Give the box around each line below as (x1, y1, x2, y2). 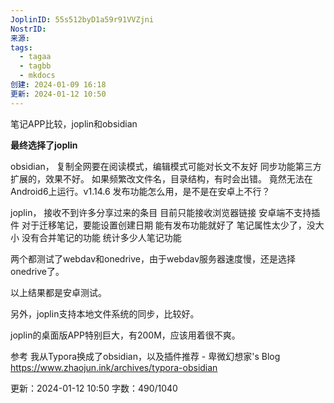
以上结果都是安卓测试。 (10, 286, 107, 298)
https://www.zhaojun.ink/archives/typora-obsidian (10, 361, 218, 373)
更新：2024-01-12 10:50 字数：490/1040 (10, 382, 178, 394)
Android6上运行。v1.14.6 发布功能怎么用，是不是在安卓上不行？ (10, 185, 271, 197)
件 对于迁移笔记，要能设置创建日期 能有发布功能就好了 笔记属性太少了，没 (10, 219, 316, 231)
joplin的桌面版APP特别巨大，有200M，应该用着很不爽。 (10, 329, 241, 341)
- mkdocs (19, 71, 56, 81)
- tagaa (19, 52, 52, 62)
